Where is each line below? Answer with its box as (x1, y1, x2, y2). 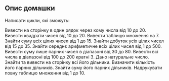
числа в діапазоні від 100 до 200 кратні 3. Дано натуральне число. (5, 54, 149, 60)
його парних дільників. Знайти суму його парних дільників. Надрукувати (5, 64, 162, 70)
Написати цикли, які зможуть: (5, 17, 70, 23)
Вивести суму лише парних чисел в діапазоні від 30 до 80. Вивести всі (5, 48, 159, 54)
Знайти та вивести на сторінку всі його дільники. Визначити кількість (5, 59, 155, 65)
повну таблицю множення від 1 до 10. (5, 70, 86, 76)
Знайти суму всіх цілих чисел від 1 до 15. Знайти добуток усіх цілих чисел (5, 38, 164, 44)
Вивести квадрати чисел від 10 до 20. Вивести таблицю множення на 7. (5, 32, 160, 38)
